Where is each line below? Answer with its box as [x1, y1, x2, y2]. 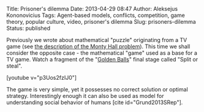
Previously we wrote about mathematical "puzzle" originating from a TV [6, 37, 187, 43]
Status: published [6, 24, 51, 32]
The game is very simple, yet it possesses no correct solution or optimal [6, 86, 188, 93]
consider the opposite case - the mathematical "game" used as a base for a [6, 49, 198, 57]
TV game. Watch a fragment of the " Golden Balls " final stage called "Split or [6, 56, 198, 63]
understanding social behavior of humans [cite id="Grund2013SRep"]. [6, 99, 183, 106]
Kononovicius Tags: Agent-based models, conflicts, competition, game [6, 12, 185, 19]
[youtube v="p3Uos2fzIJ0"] [6, 74, 77, 81]
